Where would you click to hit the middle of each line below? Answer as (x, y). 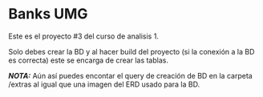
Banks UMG (48, 14)
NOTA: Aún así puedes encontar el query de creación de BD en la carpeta (130, 75)
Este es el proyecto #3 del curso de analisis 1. (83, 36)
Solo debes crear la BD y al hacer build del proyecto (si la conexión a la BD (131, 51)
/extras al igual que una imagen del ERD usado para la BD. (104, 84)
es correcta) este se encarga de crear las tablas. (88, 60)
